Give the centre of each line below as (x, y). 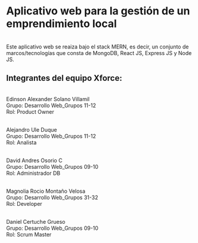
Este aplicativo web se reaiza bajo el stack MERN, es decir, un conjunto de (98, 47)
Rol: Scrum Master (29, 234)
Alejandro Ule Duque (32, 129)
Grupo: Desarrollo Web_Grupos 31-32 (52, 197)
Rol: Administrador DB (33, 173)
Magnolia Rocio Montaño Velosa (46, 191)
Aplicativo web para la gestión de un (98, 11)
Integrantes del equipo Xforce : (64, 78)
